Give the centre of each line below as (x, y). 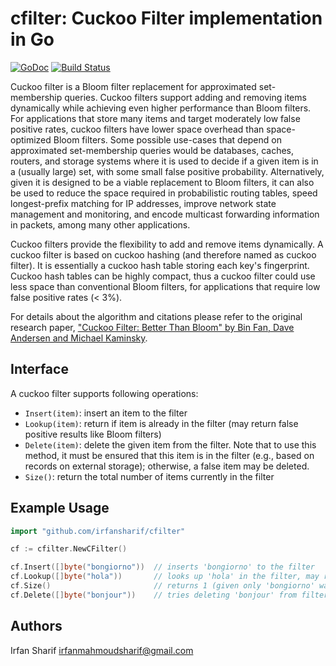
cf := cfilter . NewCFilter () (69, 549)
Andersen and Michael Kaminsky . (79, 338)
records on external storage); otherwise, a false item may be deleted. (167, 466)
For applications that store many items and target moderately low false (155, 118)
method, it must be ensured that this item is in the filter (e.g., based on (169, 455)
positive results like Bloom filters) (93, 434)
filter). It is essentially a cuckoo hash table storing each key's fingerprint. (160, 265)
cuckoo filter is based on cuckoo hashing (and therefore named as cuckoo (163, 254)
